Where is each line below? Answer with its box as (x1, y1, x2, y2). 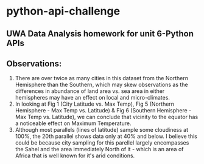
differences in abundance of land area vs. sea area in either (15, 87, 165, 95)
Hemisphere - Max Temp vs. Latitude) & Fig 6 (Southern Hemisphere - (15, 107, 192, 114)
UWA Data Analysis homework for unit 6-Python (6, 29, 194, 39)
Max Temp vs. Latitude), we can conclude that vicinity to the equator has (15, 114, 199, 121)
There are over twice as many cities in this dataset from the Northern (15, 75, 189, 82)
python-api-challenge (6, 4, 121, 18)
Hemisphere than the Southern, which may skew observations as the (15, 81, 188, 89)
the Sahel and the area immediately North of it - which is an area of (15, 146, 184, 153)
